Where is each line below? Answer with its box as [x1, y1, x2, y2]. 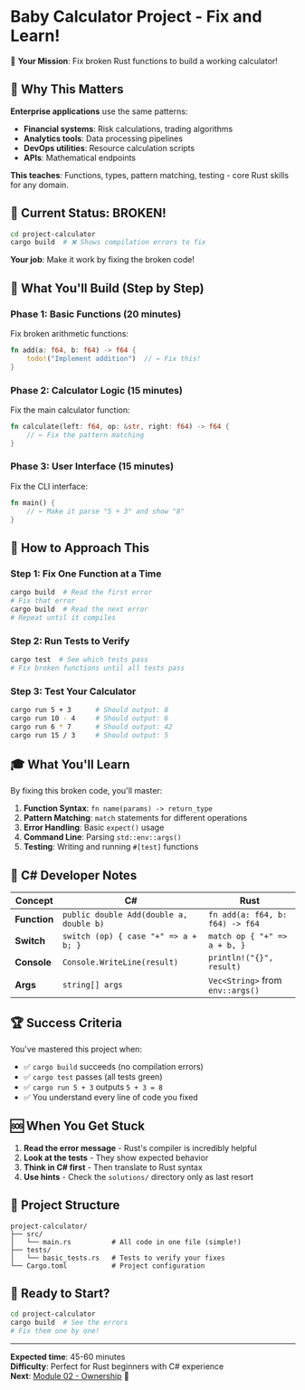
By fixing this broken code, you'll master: [10, 785, 163, 796]
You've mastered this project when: [10, 1043, 143, 1054]
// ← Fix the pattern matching [26, 430, 145, 440]
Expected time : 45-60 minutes [10, 1351, 126, 1362]
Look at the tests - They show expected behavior [23, 1152, 209, 1163]
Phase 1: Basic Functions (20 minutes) [10, 308, 182, 320]
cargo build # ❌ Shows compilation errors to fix [10, 238, 206, 247]
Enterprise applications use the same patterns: [10, 106, 188, 117]
